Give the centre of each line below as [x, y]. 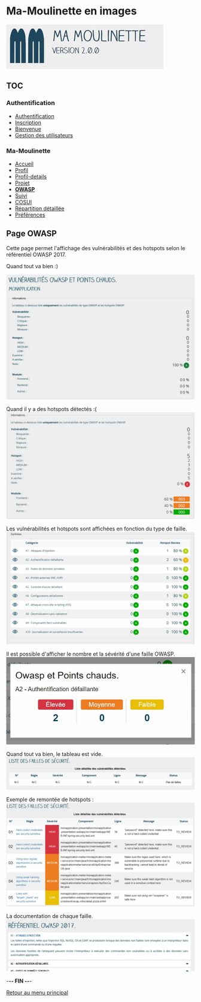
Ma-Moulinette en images [71, 11]
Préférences [30, 215]
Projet [22, 183]
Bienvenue [28, 129]
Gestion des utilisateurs [44, 135]
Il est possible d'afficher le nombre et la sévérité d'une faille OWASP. [91, 654]
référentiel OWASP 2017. [36, 254]
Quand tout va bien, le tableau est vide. [54, 754]
